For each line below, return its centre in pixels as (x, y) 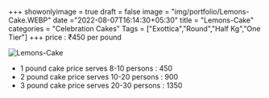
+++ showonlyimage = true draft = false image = (89, 12)
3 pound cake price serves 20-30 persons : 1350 (101, 85)
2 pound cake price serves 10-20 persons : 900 (99, 77)
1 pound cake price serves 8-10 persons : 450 (96, 68)
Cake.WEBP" (30, 20)
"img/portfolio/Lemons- (210, 12)
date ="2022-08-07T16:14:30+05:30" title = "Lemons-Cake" (153, 20)
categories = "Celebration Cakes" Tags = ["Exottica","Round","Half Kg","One (134, 29)
